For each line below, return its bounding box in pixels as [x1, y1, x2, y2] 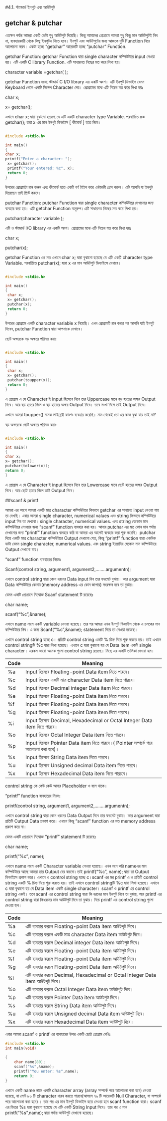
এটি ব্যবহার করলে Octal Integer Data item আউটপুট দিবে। [25, 986, 134, 993]
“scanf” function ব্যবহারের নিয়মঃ [5, 556, 61, 562]
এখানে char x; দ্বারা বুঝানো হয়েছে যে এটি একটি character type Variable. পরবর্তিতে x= [5, 113, 145, 119]
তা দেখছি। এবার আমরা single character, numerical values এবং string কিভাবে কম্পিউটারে [5, 513, 156, 519]
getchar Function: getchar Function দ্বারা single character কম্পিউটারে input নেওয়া [5, 53, 155, 59]
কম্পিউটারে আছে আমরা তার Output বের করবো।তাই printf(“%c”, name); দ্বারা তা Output [5, 868, 149, 874]
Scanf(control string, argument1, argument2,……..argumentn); [5, 566, 131, 572]
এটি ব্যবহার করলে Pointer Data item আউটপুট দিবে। [25, 994, 120, 1001]
